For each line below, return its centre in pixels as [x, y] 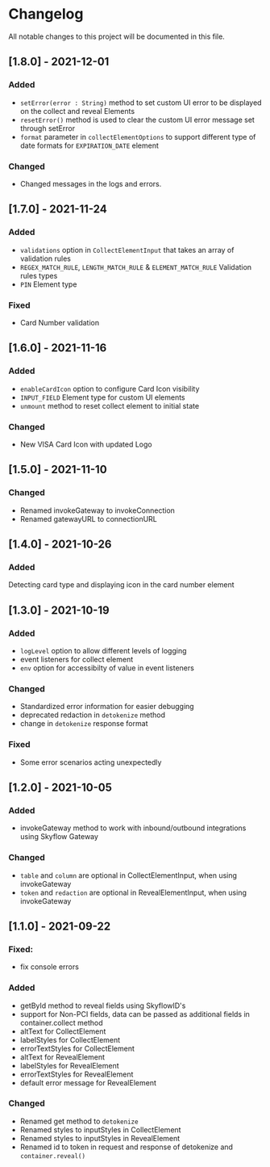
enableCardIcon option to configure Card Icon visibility [110, 388]
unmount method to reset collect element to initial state [110, 405]
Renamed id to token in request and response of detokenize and [127, 1147]
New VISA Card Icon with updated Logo [86, 444]
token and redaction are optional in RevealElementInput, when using [133, 892]
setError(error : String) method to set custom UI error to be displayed [141, 103]
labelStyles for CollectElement [70, 1039]
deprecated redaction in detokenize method [93, 715]
